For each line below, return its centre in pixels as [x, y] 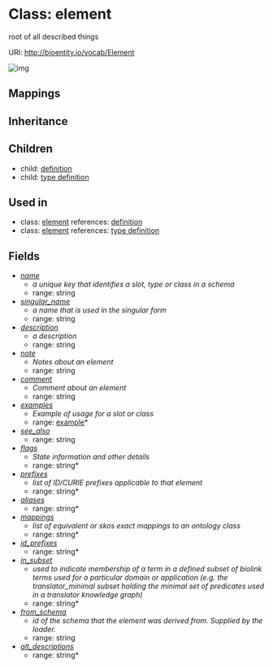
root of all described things [54, 37]
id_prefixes [39, 543]
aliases [32, 500]
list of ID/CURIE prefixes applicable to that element [117, 483]
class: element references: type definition [90, 231]
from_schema [43, 612]
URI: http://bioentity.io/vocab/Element [71, 52]
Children [30, 149]
